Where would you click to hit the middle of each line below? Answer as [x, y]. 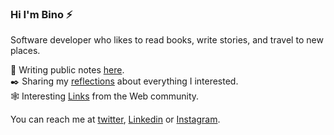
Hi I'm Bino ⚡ [41, 14]
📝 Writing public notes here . [67, 70]
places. [25, 51]
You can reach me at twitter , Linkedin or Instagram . [115, 119]
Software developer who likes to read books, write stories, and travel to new [167, 40]
